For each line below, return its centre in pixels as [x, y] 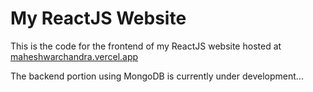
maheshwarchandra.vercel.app [74, 56]
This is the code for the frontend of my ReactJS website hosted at [146, 46]
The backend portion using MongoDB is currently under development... [157, 76]
